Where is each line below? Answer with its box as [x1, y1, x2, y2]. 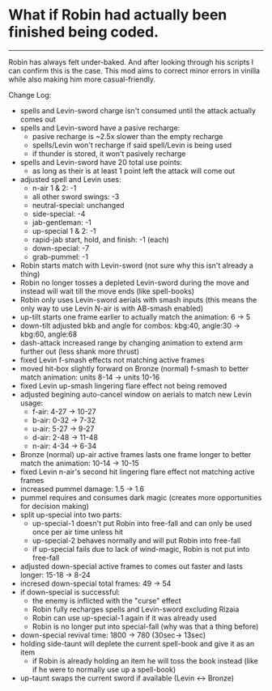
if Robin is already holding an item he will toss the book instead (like [32, 655, 259, 665]
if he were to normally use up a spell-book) [32, 664, 176, 674]
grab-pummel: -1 [32, 252, 89, 261]
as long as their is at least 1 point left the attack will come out [32, 166, 236, 176]
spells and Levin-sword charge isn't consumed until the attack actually [19, 105, 257, 115]
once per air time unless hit [32, 527, 124, 536]
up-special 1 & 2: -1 [32, 226, 96, 235]
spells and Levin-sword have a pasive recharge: [19, 123, 181, 133]
